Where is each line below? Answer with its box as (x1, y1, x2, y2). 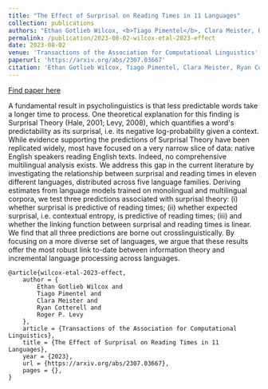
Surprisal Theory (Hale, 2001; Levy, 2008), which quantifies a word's (8, 117, 235, 128)
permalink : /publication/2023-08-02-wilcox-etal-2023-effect (8, 33, 216, 42)
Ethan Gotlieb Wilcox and (37, 282, 124, 291)
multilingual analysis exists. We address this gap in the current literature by (8, 160, 254, 170)
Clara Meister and (37, 297, 98, 305)
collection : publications (8, 19, 94, 27)
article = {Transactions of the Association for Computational (22, 324, 238, 332)
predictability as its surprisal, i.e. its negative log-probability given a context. (8, 126, 259, 136)
